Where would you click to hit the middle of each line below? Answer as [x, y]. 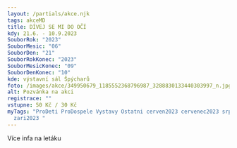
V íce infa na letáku [34, 138]
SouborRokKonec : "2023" [42, 60]
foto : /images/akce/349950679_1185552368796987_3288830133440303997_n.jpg [120, 86]
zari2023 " [30, 118]
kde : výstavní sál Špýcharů [49, 79]
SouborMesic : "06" [34, 46]
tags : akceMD [26, 20]
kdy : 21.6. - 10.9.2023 [42, 33]
